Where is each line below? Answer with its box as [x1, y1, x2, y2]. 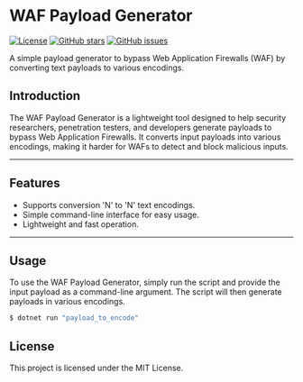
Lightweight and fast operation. [22, 218, 140, 230]
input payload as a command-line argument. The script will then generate [9, 286, 282, 297]
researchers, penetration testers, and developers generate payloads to [9, 122, 272, 132]
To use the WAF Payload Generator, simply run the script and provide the [9, 277, 281, 288]
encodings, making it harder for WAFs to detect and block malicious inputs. [9, 141, 289, 151]
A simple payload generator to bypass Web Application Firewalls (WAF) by [9, 52, 286, 63]
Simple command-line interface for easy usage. [22, 209, 200, 220]
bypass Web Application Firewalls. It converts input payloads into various [9, 132, 281, 142]
